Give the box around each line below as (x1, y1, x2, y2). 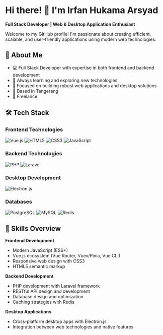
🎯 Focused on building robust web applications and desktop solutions (12, 83, 157, 89)
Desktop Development (5, 174, 61, 181)
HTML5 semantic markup (12, 263, 65, 270)
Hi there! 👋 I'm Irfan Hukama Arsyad (5, 5, 158, 16)
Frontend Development (5, 238, 54, 244)
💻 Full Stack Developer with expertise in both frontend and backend (12, 64, 154, 71)
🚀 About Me (5, 51, 43, 59)
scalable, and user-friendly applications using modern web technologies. (5, 36, 157, 42)
